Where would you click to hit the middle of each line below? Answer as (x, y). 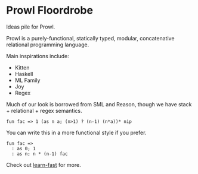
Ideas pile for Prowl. (31, 27)
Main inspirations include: (38, 56)
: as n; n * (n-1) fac (40, 154)
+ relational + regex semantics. (44, 110)
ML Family (27, 80)
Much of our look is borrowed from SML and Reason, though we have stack (99, 104)
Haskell (24, 74)
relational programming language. (48, 45)
